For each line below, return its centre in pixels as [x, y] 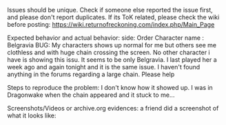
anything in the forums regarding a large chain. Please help [91, 74]
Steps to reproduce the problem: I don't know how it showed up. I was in [110, 88]
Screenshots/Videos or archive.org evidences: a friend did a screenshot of [113, 108]
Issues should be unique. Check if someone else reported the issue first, [110, 10]
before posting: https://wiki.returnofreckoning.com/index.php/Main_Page [111, 24]
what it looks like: [32, 115]
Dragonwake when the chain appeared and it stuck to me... [91, 95]
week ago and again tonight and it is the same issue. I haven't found [104, 67]
